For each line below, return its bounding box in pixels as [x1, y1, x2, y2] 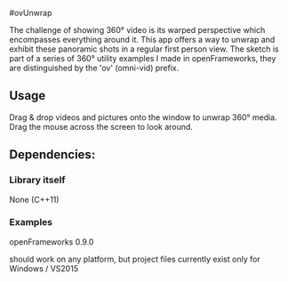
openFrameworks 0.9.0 [9, 236, 94, 247]
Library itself [9, 173, 66, 186]
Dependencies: [9, 147, 96, 163]
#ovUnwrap [9, 8, 52, 18]
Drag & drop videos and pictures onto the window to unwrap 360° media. [9, 111, 277, 123]
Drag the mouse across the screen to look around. [9, 121, 194, 132]
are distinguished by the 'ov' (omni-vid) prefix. [9, 62, 180, 73]
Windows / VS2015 [9, 262, 78, 274]
